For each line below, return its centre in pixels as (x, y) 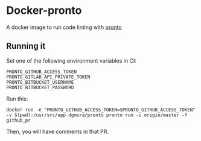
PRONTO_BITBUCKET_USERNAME (40, 82)
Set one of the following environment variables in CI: (72, 60)
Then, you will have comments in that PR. (58, 131)
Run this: (17, 99)
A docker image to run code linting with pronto (64, 27)
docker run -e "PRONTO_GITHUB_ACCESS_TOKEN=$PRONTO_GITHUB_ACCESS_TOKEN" (101, 110)
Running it (26, 46)
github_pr (19, 120)
